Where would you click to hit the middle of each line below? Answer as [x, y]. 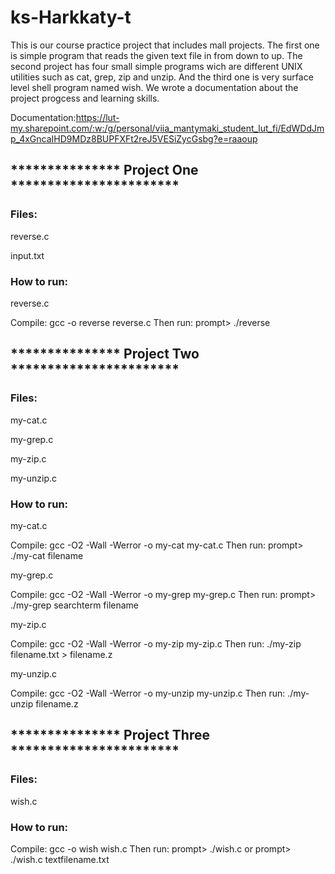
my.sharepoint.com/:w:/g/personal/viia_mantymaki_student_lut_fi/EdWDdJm [167, 128]
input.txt [27, 255]
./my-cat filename [47, 555]
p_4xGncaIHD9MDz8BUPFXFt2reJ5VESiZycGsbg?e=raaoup [134, 138]
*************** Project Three [110, 735]
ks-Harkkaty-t [71, 17]
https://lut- [97, 117]
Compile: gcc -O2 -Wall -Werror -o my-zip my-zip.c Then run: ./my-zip [156, 643]
